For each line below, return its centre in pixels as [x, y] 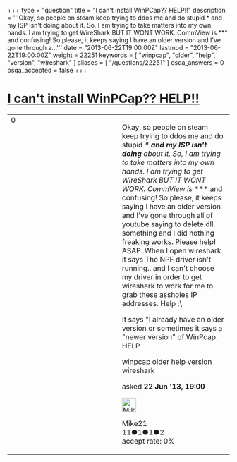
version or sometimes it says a [172, 328]
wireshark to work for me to [168, 286]
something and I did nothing [169, 233]
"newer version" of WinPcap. [170, 336]
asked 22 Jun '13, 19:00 [164, 386]
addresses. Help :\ [152, 303]
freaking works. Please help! [169, 241]
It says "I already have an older [173, 319]
